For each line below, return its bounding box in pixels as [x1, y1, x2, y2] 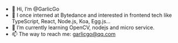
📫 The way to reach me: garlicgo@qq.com [11, 31, 116, 37]
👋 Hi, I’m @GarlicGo [11, 6, 60, 12]
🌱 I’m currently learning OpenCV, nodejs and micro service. [11, 24, 155, 31]
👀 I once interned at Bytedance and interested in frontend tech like [11, 12, 172, 19]
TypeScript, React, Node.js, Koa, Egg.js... [11, 18, 111, 24]
